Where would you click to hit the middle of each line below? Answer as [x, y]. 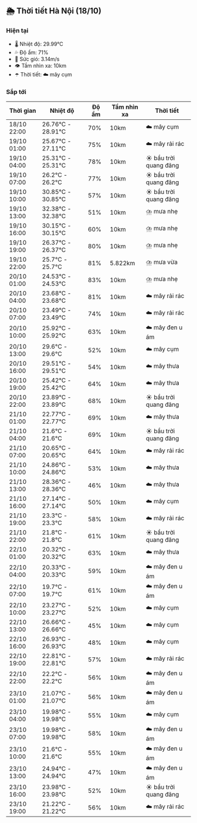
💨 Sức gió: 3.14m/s [37, 59]
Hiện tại [17, 31]
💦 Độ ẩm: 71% [31, 52]
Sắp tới [16, 92]
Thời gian [23, 111]
